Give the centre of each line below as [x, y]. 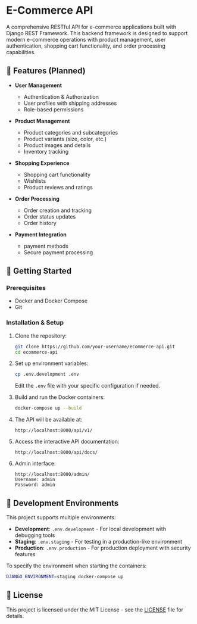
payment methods [46, 246]
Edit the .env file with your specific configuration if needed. [87, 386]
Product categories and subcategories [71, 132]
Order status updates [50, 216]
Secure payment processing [58, 252]
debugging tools [35, 535]
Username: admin [35, 480]
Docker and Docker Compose [51, 301]
